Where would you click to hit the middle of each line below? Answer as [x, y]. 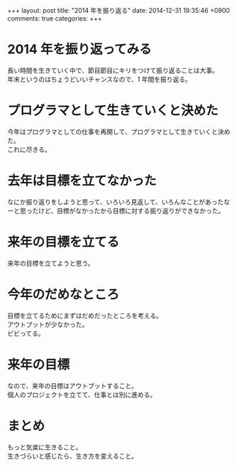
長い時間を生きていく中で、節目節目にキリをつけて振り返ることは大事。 [113, 70]
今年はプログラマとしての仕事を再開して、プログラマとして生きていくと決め [119, 131]
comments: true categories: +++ [55, 18]
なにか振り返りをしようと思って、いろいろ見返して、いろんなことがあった [116, 202]
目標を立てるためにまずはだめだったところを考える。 [85, 316]
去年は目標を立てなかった [82, 181]
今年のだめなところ [64, 294]
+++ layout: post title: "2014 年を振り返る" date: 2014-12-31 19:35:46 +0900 [119, 10]
